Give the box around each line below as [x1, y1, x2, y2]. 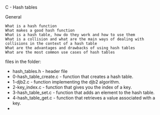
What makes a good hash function [5, 28, 75, 33]
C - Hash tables [5, 4, 37, 10]
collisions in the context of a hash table [5, 41, 97, 46]
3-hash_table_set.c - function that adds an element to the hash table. [12, 89, 155, 95]
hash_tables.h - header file [12, 68, 68, 74]
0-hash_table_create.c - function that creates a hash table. [12, 73, 133, 79]
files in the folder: [5, 58, 41, 64]
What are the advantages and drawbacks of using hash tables [5, 45, 135, 50]
